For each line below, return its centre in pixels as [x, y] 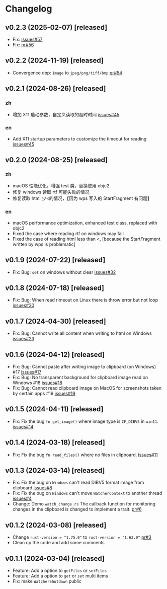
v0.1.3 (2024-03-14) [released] [55, 470]
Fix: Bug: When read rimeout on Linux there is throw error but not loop [85, 300]
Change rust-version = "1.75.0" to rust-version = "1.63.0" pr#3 [82, 537]
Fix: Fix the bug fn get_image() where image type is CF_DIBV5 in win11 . [85, 421]
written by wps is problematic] [44, 244]
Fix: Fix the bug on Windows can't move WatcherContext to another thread [87, 493]
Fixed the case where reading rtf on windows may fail [68, 233]
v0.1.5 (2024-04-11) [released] [54, 409]
